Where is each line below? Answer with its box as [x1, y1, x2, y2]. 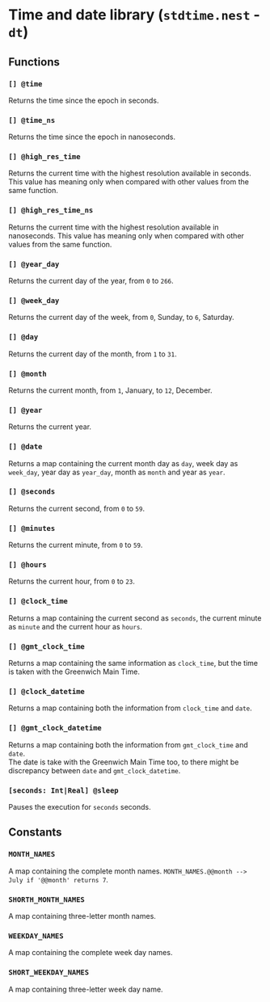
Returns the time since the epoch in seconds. [8, 95, 159, 105]
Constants [8, 826, 62, 840]
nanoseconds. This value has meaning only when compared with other [8, 230, 245, 240]
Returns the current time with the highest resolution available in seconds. [8, 168, 252, 179]
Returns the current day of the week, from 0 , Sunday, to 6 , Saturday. [8, 313, 234, 322]
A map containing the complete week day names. [8, 948, 173, 958]
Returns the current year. [8, 422, 91, 432]
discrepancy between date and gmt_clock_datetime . [8, 765, 181, 775]
